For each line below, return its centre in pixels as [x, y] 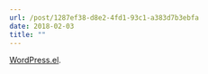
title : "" [28, 34]
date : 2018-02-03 [42, 26]
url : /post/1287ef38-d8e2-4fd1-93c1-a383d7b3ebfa [104, 18]
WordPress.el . [35, 60]
